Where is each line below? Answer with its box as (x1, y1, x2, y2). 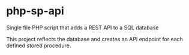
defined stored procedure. (6, 42, 71, 49)
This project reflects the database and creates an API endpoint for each (6, 35, 183, 42)
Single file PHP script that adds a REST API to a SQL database (6, 24, 159, 31)
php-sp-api (6, 4, 64, 18)
